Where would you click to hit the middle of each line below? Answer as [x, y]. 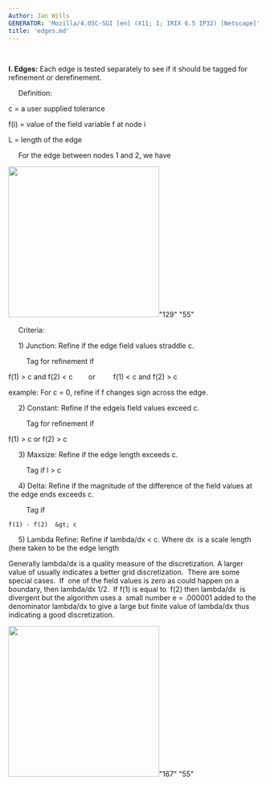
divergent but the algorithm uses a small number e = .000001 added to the [132, 598]
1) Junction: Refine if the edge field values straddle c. [106, 345]
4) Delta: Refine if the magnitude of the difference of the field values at [135, 486]
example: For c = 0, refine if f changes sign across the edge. [108, 392]
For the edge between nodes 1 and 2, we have [94, 155]
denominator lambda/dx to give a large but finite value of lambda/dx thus [129, 607]
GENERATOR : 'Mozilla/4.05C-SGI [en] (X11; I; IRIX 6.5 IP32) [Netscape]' [135, 23]
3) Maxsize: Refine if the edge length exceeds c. [98, 455]
